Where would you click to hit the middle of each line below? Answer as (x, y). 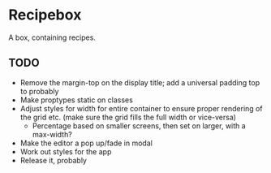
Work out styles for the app (66, 151)
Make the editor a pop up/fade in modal (86, 143)
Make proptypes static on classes (77, 100)
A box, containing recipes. (52, 37)
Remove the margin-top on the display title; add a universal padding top (140, 82)
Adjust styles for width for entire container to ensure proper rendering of (141, 108)
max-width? (52, 134)
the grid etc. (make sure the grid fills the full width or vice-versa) (128, 117)
